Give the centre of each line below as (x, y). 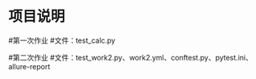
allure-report (29, 66)
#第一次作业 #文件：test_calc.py (62, 40)
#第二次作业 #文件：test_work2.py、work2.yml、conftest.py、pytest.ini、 (131, 57)
